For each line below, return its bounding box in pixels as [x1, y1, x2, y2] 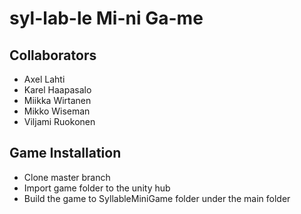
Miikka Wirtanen [23, 95, 92, 106]
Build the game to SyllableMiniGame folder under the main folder [23, 192, 291, 204]
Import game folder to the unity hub [23, 182, 171, 194]
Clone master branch [23, 171, 111, 183]
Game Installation [9, 145, 122, 162]
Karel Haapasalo [23, 84, 92, 96]
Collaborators [9, 47, 97, 64]
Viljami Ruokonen [23, 116, 96, 127]
